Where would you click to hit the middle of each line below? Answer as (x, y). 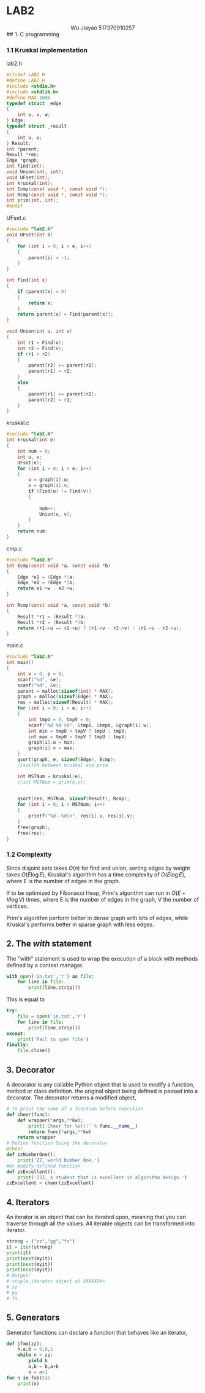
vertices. (17, 906)
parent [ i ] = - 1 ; (49, 258)
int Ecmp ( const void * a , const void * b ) (59, 566)
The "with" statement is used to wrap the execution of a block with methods (102, 958)
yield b (38, 1361)
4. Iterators (28, 1202)
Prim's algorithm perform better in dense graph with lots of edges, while (97, 918)
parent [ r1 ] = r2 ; (50, 371)
